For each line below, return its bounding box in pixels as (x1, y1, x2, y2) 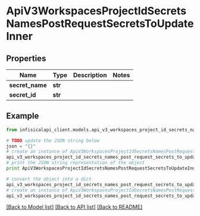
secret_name (9, 81, 47, 89)
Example (6, 111, 39, 121)
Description (73, 71, 107, 79)
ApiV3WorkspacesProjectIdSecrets (6, 4, 186, 18)
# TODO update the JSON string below (6, 137, 100, 144)
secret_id (9, 91, 36, 99)
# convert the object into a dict (6, 176, 92, 182)
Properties (6, 53, 46, 63)
